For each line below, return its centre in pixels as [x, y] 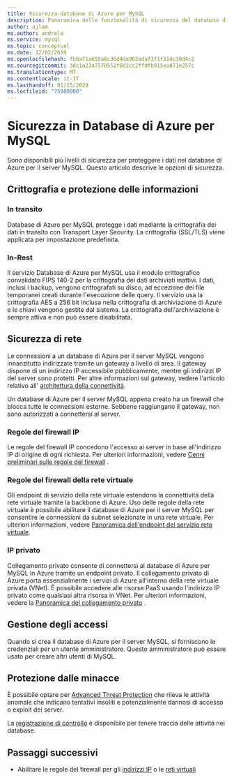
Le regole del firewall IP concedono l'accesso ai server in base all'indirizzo [114, 447]
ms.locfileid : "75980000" [45, 91]
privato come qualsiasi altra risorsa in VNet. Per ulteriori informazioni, [107, 595]
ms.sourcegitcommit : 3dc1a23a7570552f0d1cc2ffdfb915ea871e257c [101, 66]
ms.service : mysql [34, 40]
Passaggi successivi [53, 752]
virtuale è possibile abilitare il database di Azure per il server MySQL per [111, 510]
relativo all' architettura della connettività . [67, 385]
